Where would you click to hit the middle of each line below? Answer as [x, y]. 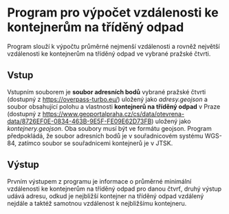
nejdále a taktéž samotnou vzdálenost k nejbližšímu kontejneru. [97, 203]
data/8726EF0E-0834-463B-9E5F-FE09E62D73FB [79, 121]
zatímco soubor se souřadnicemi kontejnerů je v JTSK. [96, 143]
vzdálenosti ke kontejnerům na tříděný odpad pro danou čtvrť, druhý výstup [115, 189]
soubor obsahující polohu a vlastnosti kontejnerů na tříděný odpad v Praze [114, 106]
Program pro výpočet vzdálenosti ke [113, 13]
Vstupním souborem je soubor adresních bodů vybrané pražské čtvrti [107, 92]
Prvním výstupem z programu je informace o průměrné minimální [99, 181]
